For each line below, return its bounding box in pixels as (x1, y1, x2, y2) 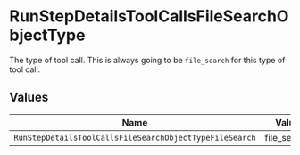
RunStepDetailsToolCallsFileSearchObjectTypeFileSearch (13, 132, 256, 143)
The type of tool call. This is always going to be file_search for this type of (9, 54, 286, 65)
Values (9, 90, 49, 105)
